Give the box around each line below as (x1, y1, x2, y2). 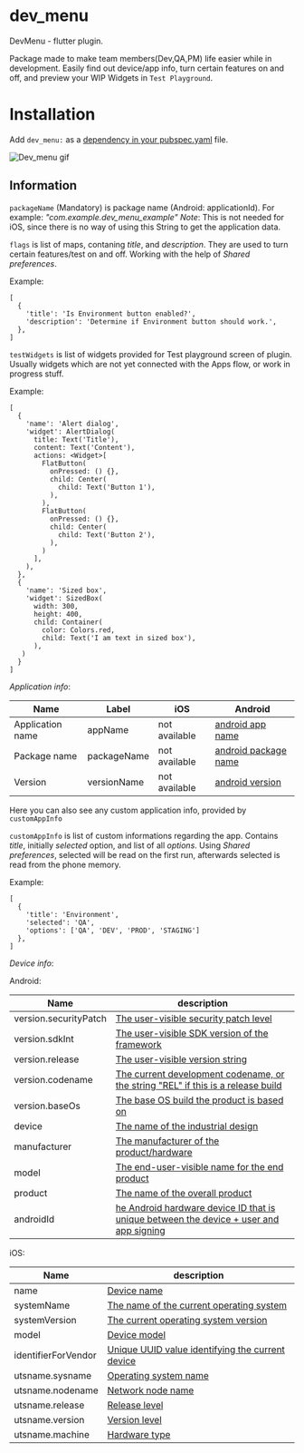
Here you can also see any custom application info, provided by (9, 805, 247, 815)
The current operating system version (107, 1313, 268, 1326)
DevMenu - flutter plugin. (9, 35, 104, 46)
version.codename (14, 1073, 93, 1086)
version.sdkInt (14, 1032, 74, 1045)
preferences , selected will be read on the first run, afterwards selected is (9, 849, 280, 860)
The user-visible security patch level (115, 1012, 273, 1025)
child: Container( (33, 618, 103, 627)
